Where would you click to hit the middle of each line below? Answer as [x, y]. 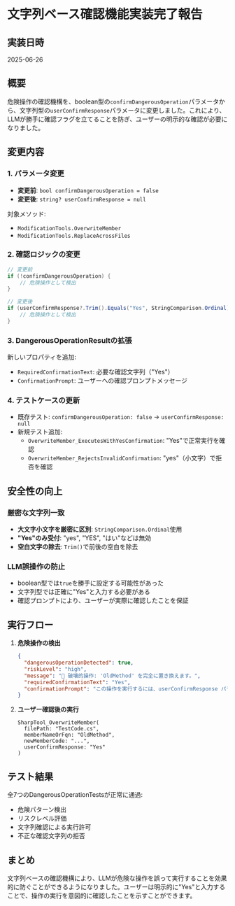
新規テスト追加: [40, 432]
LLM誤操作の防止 [36, 566]
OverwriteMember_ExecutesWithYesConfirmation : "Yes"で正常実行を [123, 441]
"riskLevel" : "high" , [56, 669]
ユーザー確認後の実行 [48, 709]
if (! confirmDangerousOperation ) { [59, 276]
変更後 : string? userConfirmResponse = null [82, 199]
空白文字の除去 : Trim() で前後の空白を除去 [78, 547]
